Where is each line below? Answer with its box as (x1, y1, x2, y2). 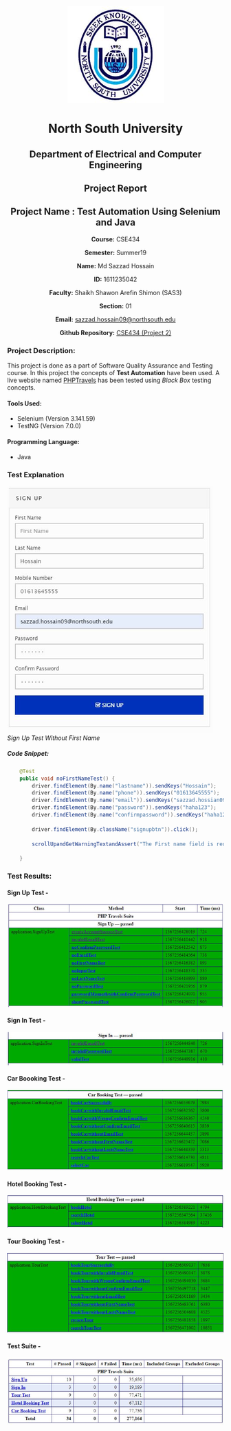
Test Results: (7, 872, 52, 881)
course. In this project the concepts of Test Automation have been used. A (7, 369, 220, 377)
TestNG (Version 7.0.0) (16, 422, 81, 430)
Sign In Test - (7, 1017, 46, 1025)
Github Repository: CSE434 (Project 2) (59, 328, 172, 337)
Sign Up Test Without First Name (7, 734, 100, 742)
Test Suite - (7, 1341, 41, 1350)
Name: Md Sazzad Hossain (76, 261, 155, 270)
